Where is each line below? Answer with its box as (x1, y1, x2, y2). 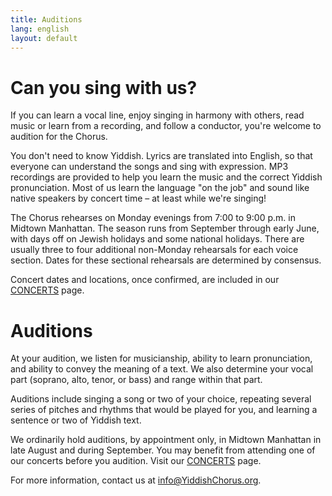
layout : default (10, 33, 78, 43)
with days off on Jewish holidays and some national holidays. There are (10, 233, 305, 245)
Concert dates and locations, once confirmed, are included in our (10, 274, 280, 286)
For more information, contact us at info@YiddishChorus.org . (10, 474, 262, 486)
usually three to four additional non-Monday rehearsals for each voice (10, 244, 299, 256)
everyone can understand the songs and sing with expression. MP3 (10, 161, 289, 173)
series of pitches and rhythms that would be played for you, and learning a (10, 404, 318, 416)
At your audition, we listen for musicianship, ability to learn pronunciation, (10, 352, 313, 365)
